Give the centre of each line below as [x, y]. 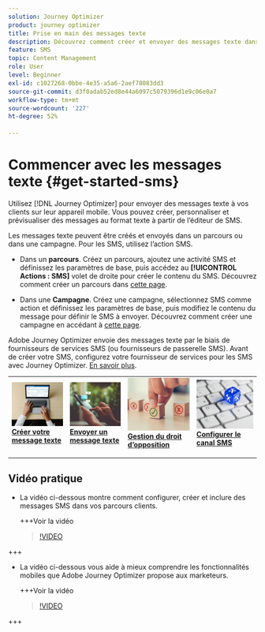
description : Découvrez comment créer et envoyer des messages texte [125, 42]
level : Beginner [35, 75]
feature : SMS [30, 50]
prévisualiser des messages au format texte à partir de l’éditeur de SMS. [125, 220]
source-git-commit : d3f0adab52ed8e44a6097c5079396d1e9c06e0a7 [112, 92]
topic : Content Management [52, 58]
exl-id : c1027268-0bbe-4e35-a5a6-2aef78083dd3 [86, 83]
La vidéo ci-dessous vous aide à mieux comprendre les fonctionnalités [134, 567]
